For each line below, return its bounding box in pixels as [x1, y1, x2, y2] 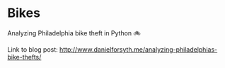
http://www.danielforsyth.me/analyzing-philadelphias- [59, 45, 218, 54]
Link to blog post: [7, 45, 58, 54]
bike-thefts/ [7, 52, 42, 61]
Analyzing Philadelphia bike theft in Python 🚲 [7, 28, 142, 37]
